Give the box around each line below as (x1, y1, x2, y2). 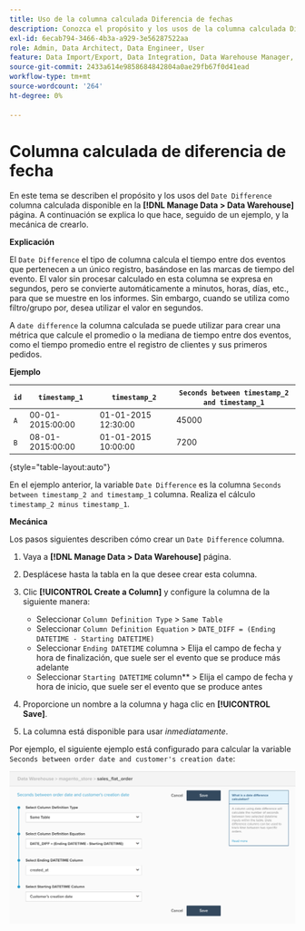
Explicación (9, 237, 54, 248)
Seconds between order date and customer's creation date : (9, 753, 236, 764)
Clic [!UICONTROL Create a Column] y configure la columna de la (22, 586, 271, 597)
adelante (35, 661, 70, 672)
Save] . (22, 708, 48, 719)
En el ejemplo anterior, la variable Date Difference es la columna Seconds (9, 479, 281, 490)
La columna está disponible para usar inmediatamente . (22, 726, 229, 737)
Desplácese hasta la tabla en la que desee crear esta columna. (22, 568, 258, 580)
